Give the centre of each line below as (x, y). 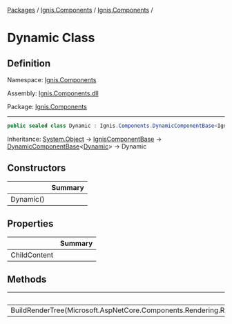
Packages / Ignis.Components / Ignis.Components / (80, 10)
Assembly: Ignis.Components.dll (53, 93)
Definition (29, 63)
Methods (27, 279)
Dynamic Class (51, 38)
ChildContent (32, 255)
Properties (30, 224)
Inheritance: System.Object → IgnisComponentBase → (85, 139)
